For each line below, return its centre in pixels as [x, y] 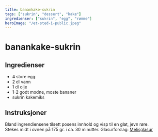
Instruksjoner [26, 112]
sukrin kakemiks [28, 97]
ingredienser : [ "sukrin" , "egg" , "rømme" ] [48, 18]
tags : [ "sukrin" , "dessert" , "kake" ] [43, 14]
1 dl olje [20, 87]
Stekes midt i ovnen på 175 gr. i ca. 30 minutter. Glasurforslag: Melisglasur [79, 130]
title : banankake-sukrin [30, 9]
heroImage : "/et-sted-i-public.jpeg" [43, 23]
